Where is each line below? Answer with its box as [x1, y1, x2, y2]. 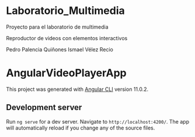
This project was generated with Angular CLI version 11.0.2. [6, 86, 149, 93]
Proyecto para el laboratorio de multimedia [6, 23, 109, 30]
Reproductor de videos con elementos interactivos [6, 34, 128, 41]
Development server [6, 103, 82, 113]
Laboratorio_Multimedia [6, 4, 125, 17]
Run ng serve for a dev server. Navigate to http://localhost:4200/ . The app [6, 118, 190, 125]
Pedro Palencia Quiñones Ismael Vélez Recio [6, 45, 114, 53]
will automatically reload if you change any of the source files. [6, 124, 155, 131]
